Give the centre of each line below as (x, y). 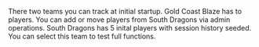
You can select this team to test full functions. (82, 36)
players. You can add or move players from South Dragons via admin (119, 20)
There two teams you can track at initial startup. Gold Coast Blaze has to (125, 11)
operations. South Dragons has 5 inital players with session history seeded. (130, 28)
